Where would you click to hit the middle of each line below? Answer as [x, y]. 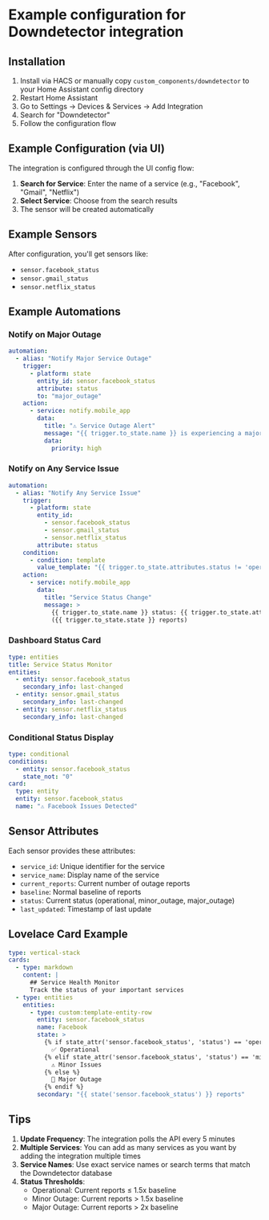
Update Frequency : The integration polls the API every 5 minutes [127, 1139]
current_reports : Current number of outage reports [105, 883]
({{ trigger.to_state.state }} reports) [119, 620]
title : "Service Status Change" [98, 597]
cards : [19, 960]
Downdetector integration [96, 32]
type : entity [37, 792]
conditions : [28, 761]
